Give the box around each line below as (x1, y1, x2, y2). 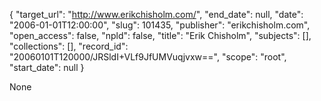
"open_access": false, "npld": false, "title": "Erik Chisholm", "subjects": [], (9, 30, 312, 41)
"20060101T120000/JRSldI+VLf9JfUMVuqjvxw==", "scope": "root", (9, 51, 287, 63)
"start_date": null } (9, 62, 85, 73)
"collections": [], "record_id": (9, 40, 129, 52)
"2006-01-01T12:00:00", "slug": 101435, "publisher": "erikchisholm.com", (9, 19, 311, 31)
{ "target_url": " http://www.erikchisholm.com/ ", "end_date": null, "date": (9, 9, 304, 20)
